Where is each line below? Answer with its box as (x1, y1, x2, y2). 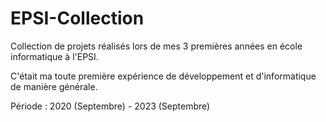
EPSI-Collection (10, 7, 145, 30)
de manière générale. (10, 80, 98, 92)
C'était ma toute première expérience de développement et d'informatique (10, 70, 317, 82)
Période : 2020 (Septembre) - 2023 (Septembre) (10, 100, 211, 112)
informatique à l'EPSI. (10, 50, 99, 62)
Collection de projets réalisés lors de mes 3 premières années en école (10, 40, 303, 52)
